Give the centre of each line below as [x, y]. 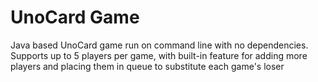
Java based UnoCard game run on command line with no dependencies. [159, 45]
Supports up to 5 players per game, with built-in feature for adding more [159, 55]
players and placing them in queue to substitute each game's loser [147, 66]
